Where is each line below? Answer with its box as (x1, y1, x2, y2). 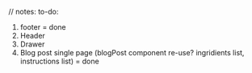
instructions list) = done (19, 56, 99, 66)
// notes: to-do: (8, 7, 59, 16)
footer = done (19, 22, 66, 31)
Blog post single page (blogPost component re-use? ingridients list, (19, 48, 245, 57)
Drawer (19, 39, 45, 49)
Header (19, 31, 46, 40)
